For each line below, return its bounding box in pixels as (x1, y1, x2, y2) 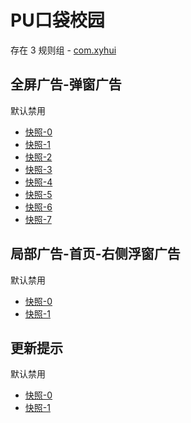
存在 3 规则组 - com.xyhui (10, 44, 117, 56)
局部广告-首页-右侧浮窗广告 (10, 246, 181, 263)
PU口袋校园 (10, 9, 105, 32)
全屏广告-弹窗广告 (10, 76, 122, 93)
